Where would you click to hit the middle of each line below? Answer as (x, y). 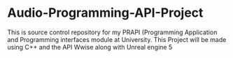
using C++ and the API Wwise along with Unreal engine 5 (90, 47)
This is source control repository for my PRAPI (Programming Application (112, 32)
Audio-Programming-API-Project (105, 13)
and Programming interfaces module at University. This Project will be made (117, 39)
